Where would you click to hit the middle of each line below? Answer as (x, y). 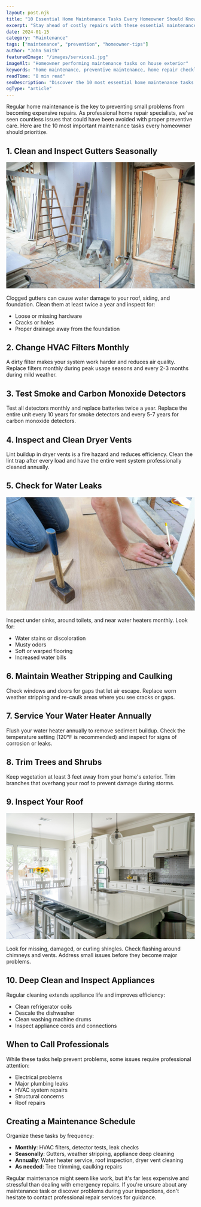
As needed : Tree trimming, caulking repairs (68, 1167)
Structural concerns (39, 1096)
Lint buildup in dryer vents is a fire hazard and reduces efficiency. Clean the (100, 454)
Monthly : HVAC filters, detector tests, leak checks (77, 1148)
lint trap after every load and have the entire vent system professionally (94, 461)
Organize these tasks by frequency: (50, 1136)
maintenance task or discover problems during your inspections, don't (93, 1191)
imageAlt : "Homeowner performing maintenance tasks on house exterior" (97, 63)
